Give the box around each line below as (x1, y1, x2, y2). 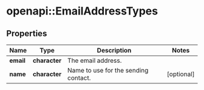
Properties (6, 28, 47, 39)
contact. (67, 74, 91, 82)
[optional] (166, 70, 195, 78)
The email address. (67, 56, 122, 65)
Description (97, 47, 132, 54)
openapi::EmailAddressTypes (6, 4, 158, 18)
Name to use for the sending (67, 66, 149, 74)
